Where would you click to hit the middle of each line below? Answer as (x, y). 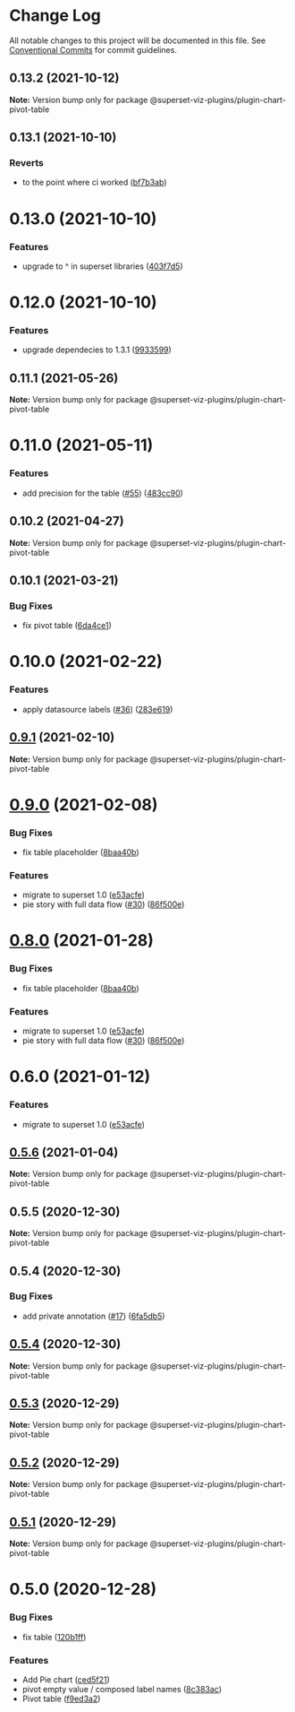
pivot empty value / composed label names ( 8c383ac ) (122, 1689)
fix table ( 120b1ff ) (54, 1637)
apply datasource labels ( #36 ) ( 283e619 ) (97, 709)
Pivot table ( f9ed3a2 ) (61, 1699)
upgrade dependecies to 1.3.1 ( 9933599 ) (97, 350)
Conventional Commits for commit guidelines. (93, 49)
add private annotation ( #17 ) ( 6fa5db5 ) (93, 1316)
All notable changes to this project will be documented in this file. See (138, 40)
